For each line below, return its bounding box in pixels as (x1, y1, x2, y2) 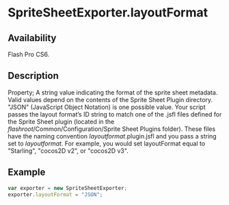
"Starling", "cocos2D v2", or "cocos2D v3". (8, 146, 129, 155)
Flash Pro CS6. (8, 50, 50, 58)
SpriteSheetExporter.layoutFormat (8, 5, 208, 21)
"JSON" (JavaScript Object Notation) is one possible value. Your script (8, 103, 206, 111)
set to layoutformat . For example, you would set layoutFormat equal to (8, 139, 206, 147)
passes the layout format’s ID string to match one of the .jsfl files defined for (8, 110, 222, 118)
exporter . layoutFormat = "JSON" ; (8, 191, 103, 198)
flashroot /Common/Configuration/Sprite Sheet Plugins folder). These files (8, 125, 216, 133)
